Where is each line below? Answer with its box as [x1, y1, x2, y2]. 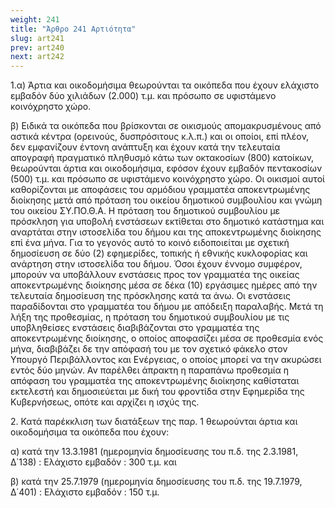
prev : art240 [10, 42, 65, 53]
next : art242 [10, 52, 65, 62]
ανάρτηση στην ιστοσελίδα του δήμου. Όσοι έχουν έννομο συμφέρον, [10, 258, 303, 270]
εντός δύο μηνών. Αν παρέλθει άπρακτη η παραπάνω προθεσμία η [10, 364, 290, 376]
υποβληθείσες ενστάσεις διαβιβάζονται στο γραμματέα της [10, 322, 260, 334]
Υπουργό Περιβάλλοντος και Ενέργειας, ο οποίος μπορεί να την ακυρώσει [10, 354, 322, 366]
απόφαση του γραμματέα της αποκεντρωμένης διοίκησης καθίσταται [10, 375, 300, 387]
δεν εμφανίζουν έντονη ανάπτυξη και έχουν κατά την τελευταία [10, 141, 281, 153]
